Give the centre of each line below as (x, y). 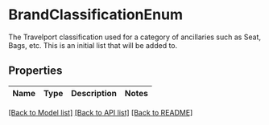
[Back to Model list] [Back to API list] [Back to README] (101, 112)
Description (94, 93)
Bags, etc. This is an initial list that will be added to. (93, 45)
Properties (35, 71)
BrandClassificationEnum (96, 15)
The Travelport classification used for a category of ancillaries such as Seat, (135, 37)
